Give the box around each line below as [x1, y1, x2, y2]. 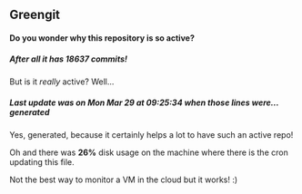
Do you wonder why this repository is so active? [9, 32, 196, 44]
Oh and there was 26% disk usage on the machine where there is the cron [9, 147, 288, 158]
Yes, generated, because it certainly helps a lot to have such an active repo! [9, 129, 294, 140]
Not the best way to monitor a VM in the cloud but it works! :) [9, 174, 238, 185]
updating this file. [9, 156, 75, 167]
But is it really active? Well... [9, 76, 115, 87]
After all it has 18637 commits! [9, 53, 127, 64]
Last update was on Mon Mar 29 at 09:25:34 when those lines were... [9, 97, 279, 108]
